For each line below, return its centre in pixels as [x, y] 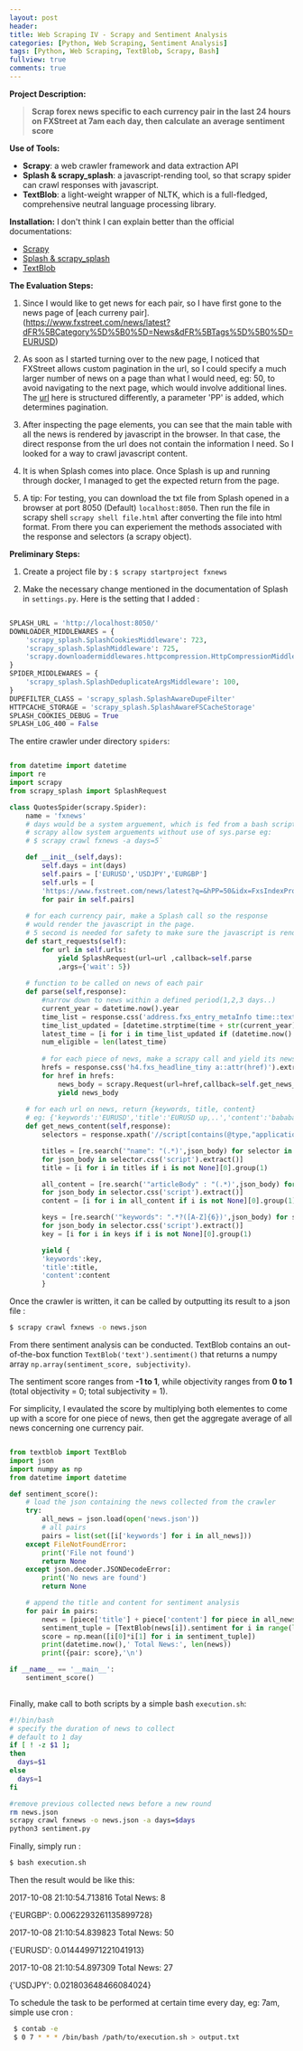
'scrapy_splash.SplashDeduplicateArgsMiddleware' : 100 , [133, 682]
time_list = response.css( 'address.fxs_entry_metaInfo [147, 1017]
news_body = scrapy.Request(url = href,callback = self [156, 1084]
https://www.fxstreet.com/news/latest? [98, 322]
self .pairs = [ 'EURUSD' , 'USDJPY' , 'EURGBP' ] [124, 874]
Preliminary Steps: [45, 553]
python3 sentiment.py [50, 1829]
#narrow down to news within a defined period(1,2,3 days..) [159, 1000]
